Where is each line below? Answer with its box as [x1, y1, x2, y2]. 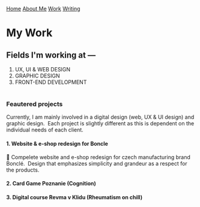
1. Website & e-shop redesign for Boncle [6, 140, 108, 147]
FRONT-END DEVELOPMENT [14, 79, 87, 86]
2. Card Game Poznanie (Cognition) [6, 180, 96, 187]
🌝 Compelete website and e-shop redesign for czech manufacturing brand [6, 153, 190, 161]
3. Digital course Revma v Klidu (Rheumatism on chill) [6, 193, 143, 200]
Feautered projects [6, 100, 63, 108]
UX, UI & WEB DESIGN [14, 66, 71, 73]
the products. [6, 166, 40, 173]
